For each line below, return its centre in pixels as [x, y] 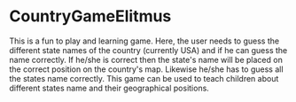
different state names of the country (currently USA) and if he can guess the [148, 50]
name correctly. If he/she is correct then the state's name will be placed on [146, 59]
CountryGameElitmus [90, 16]
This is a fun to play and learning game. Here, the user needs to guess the [144, 41]
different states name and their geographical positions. [109, 88]
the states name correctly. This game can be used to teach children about [144, 78]
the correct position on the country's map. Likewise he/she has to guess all [146, 69]
